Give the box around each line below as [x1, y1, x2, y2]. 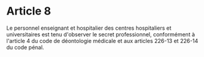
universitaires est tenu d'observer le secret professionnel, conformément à [6, 30, 195, 38]
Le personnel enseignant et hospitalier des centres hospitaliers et [6, 24, 172, 32]
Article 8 [6, 4, 51, 18]
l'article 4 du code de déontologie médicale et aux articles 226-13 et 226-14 [6, 37, 198, 44]
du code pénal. [6, 44, 45, 51]
